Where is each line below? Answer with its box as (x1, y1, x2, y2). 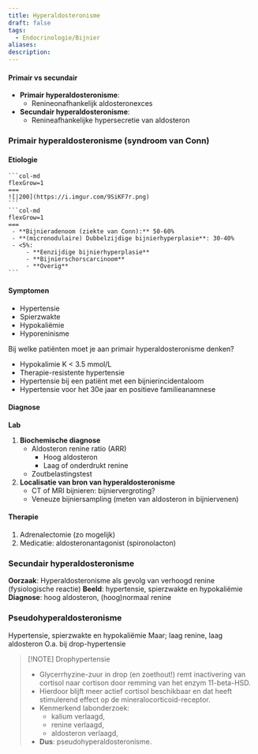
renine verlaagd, (50, 720, 105, 729)
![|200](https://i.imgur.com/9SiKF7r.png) (8, 193, 150, 202)
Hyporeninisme (19, 329, 69, 338)
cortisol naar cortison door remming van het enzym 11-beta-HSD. (39, 677, 251, 688)
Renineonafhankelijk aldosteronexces (31, 99, 153, 108)
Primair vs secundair (8, 73, 78, 82)
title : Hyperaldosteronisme (8, 11, 101, 20)
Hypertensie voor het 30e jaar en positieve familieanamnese (19, 384, 216, 394)
